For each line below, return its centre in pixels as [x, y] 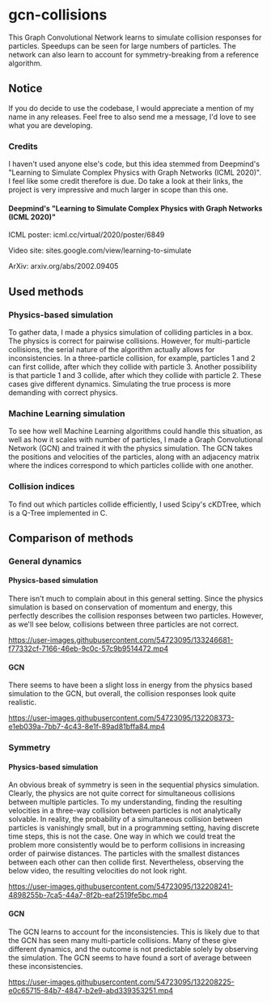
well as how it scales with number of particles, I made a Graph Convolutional [136, 440]
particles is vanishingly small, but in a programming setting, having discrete [134, 828]
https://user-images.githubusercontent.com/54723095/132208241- [121, 886]
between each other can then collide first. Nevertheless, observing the [126, 862]
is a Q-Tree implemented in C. [58, 512]
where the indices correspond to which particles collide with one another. [131, 465]
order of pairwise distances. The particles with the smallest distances [124, 854]
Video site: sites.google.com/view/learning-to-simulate [100, 251]
